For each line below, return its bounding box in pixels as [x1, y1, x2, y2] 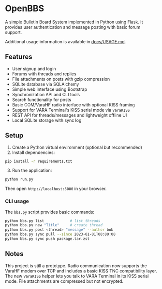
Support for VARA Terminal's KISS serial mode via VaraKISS [12, 107, 130, 113]
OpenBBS [5, 3, 44, 14]
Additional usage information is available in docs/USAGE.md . [5, 38, 126, 44]
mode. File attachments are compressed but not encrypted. [5, 278, 124, 284]
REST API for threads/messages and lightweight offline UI [12, 112, 127, 118]
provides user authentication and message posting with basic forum [5, 24, 141, 30]
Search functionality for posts [12, 97, 72, 102]
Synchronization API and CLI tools [12, 91, 80, 97]
